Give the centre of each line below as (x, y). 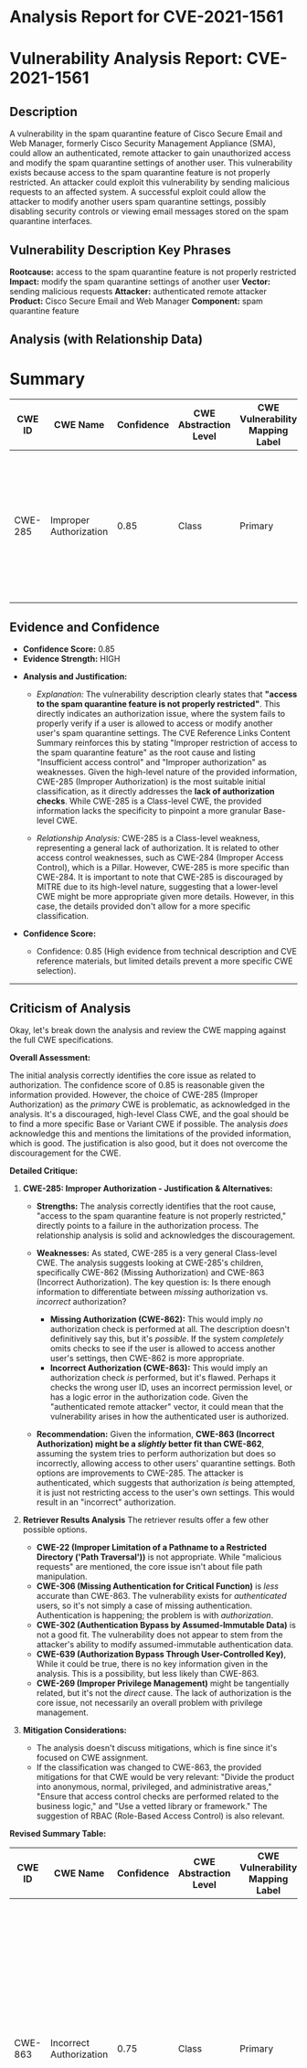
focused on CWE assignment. (92, 1757)
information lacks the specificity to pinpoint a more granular (149, 811)
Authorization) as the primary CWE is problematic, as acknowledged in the (150, 1104)
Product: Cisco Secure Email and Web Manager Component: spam (136, 301)
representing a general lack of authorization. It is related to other (158, 848)
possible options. (55, 1530)
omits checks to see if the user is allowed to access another (163, 1348)
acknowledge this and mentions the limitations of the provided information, (150, 1133)
